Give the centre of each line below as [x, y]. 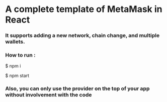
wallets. [15, 42]
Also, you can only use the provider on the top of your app [77, 88]
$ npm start [17, 75]
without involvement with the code [49, 95]
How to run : [20, 55]
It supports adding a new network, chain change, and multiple [82, 35]
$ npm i [13, 66]
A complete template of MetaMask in [84, 9]
